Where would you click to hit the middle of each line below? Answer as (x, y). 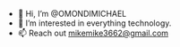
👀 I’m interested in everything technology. (94, 23)
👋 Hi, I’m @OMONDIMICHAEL (72, 14)
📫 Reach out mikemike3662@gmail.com (93, 33)
